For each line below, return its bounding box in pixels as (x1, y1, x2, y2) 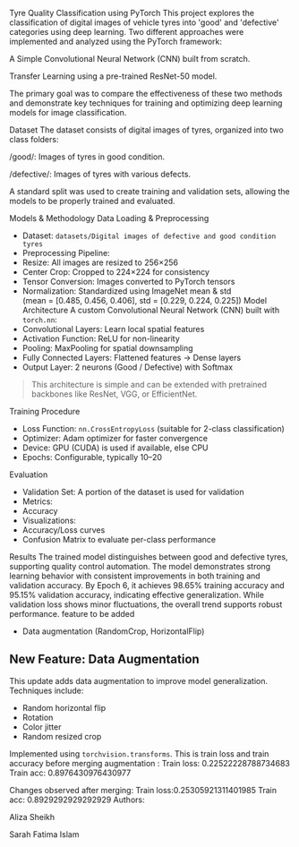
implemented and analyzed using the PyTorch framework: (9, 36, 222, 47)
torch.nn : (21, 314, 58, 325)
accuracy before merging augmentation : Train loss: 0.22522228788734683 (9, 757, 291, 768)
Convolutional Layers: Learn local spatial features (21, 324, 205, 334)
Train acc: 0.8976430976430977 (9, 767, 132, 778)
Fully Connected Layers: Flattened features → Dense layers (21, 353, 242, 363)
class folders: (9, 134, 59, 144)
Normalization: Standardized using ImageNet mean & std (21, 286, 232, 296)
